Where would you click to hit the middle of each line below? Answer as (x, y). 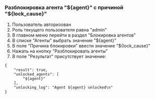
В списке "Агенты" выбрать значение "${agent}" (64, 40)
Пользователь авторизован (42, 24)
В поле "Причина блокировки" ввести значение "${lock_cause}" (81, 46)
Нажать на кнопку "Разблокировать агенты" (60, 51)
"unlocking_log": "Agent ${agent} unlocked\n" (63, 87)
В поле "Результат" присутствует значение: (59, 56)
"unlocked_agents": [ (36, 74)
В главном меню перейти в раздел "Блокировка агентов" (74, 35)
